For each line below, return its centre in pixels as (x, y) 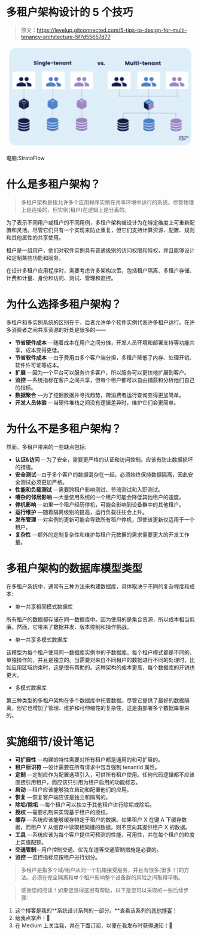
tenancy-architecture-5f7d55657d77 (66, 37)
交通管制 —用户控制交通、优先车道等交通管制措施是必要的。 (88, 849)
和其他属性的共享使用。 (35, 238)
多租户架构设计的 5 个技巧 (70, 12)
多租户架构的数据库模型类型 (74, 569)
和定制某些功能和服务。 (35, 258)
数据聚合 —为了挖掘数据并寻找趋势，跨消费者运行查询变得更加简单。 (99, 395)
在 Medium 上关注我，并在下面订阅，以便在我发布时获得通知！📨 (94, 925)
